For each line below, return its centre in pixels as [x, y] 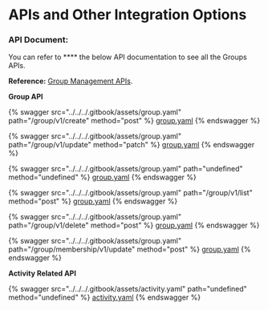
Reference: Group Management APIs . [71, 81]
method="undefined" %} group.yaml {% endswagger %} [102, 177]
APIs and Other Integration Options [128, 15]
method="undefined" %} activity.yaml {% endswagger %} [105, 297]
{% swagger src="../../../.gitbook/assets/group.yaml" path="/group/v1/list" [130, 193]
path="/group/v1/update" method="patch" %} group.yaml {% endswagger [132, 145]
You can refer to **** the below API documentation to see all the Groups [128, 57]
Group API [26, 97]
